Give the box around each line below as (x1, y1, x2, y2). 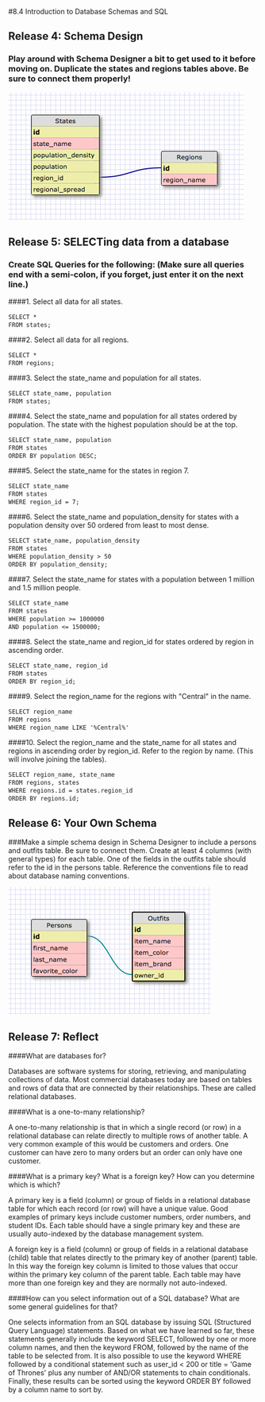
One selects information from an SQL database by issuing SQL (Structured (8, 1317, 252, 1327)
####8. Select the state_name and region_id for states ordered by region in (8, 637, 254, 647)
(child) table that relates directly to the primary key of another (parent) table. (8, 1253, 258, 1262)
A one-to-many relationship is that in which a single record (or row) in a (8, 1123, 242, 1131)
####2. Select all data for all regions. (8, 335, 129, 344)
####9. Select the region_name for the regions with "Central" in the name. (8, 692, 252, 701)
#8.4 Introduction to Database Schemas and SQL (8, 7, 169, 16)
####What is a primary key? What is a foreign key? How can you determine (8, 1172, 255, 1181)
